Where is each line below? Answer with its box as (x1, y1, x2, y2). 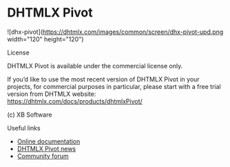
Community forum (17, 152, 69, 160)
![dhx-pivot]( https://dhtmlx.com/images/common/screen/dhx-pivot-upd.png (7, 28, 224, 36)
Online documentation (17, 137, 81, 146)
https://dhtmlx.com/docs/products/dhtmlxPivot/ (7, 97, 143, 105)
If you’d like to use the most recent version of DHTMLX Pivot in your (7, 75, 200, 83)
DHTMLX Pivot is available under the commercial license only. (7, 61, 183, 70)
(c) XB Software (7, 110, 52, 119)
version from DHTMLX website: (7, 90, 96, 98)
